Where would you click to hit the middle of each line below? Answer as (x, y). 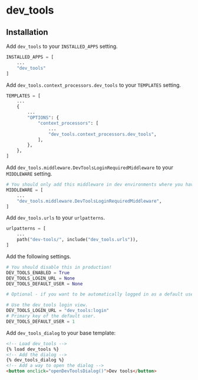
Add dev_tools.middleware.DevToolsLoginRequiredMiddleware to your (90, 167)
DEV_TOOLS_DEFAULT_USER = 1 (41, 321)
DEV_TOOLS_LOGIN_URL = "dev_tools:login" (58, 311)
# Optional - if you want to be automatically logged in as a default (95, 294)
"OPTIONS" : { (43, 118)
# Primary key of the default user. (51, 316)
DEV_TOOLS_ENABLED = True (38, 272)
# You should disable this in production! (59, 267)
